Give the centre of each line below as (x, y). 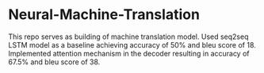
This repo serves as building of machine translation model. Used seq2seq (128, 36)
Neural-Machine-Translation (104, 15)
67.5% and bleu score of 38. (54, 62)
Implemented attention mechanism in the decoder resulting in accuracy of (129, 53)
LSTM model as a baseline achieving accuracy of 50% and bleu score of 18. (132, 44)
